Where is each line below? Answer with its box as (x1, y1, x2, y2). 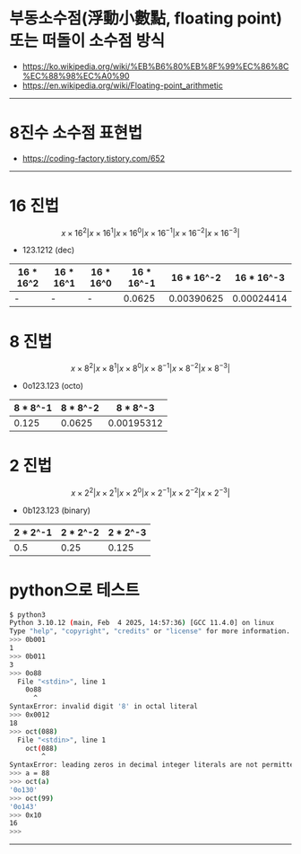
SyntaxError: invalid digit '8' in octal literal (9, 702, 199, 711)
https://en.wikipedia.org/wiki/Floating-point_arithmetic (21, 80, 224, 91)
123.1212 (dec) (21, 244, 75, 256)
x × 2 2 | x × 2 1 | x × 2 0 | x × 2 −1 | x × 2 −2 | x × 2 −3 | (71, 486, 230, 498)
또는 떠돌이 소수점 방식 (9, 31, 166, 51)
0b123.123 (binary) (21, 505, 91, 515)
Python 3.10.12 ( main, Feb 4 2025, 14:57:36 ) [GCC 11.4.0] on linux (9, 619, 275, 628)
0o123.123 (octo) (21, 381, 83, 392)
